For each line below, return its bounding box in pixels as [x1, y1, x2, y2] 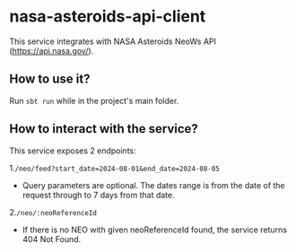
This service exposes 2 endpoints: [9, 145, 136, 156]
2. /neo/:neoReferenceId [9, 206, 97, 217]
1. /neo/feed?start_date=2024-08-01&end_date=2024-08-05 [9, 162, 220, 173]
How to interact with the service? [9, 121, 199, 136]
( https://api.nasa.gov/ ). [9, 45, 94, 56]
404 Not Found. [22, 233, 82, 244]
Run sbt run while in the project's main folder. [9, 95, 179, 106]
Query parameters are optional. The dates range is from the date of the [22, 179, 285, 190]
